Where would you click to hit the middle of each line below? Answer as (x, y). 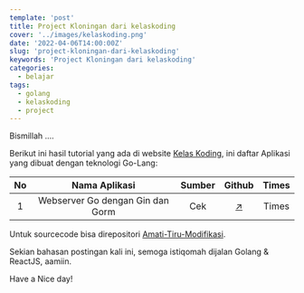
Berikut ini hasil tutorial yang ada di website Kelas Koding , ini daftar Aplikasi (150, 154)
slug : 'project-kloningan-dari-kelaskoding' (95, 52)
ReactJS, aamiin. (41, 261)
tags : (19, 85)
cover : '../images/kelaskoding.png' (78, 34)
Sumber (198, 185)
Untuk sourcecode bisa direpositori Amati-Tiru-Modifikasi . (118, 234)
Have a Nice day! (41, 279)
